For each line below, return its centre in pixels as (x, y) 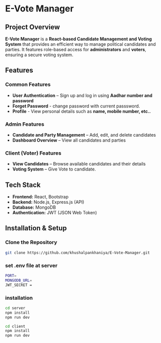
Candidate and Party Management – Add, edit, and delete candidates (84, 135)
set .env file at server (31, 265)
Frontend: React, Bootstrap (40, 197)
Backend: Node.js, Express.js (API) (48, 202)
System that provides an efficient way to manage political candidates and (80, 44)
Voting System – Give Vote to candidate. (54, 169)
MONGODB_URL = (19, 280)
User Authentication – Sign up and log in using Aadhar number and (82, 95)
